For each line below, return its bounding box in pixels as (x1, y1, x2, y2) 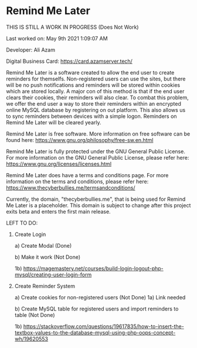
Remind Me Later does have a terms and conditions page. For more (6, 171, 169, 178)
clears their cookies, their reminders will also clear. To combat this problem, (6, 94, 189, 101)
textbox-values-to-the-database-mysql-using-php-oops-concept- (14, 329, 176, 336)
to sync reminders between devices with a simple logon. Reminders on (6, 113, 177, 120)
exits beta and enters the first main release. (6, 208, 111, 215)
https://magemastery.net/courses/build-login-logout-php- (23, 265, 164, 272)
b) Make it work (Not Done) (14, 254, 81, 261)
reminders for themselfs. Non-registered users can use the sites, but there (6, 75, 186, 82)
